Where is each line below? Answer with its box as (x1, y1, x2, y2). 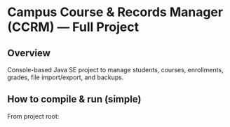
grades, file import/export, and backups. (7, 73, 124, 81)
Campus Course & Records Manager (7, 4, 223, 20)
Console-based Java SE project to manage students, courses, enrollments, (7, 66, 224, 74)
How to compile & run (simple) (7, 93, 142, 105)
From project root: (7, 112, 60, 120)
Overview (7, 47, 51, 59)
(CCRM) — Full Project (7, 19, 140, 35)
